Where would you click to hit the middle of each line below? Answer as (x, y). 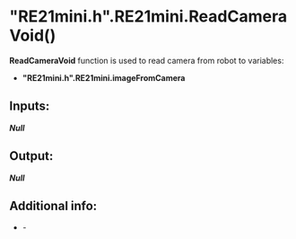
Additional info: (53, 205)
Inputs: (30, 106)
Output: (31, 156)
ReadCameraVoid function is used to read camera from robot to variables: (147, 60)
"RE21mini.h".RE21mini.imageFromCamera (104, 77)
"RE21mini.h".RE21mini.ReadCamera (148, 17)
